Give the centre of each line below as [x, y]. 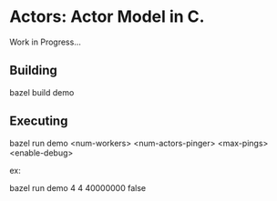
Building [33, 70]
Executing [39, 121]
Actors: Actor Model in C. [107, 17]
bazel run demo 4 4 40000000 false [78, 187]
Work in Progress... [46, 42]
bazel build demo [42, 92]
